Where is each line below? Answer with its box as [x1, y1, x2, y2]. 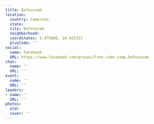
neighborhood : [10, 31, 40, 36]
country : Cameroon [10, 17, 49, 22]
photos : [5, 102, 22, 107]
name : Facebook [10, 50, 42, 55]
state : [10, 21, 24, 27]
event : [5, 73, 19, 78]
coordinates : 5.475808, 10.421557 [10, 36, 83, 41]
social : [5, 45, 22, 50]
